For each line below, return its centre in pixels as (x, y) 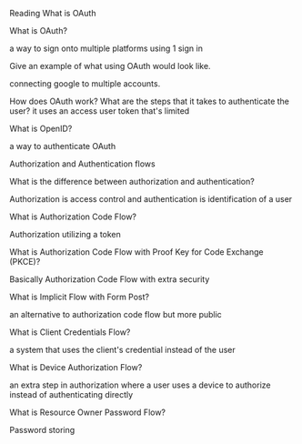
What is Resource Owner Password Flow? (88, 412)
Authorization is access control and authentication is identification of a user (151, 199)
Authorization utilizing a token (65, 234)
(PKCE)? (25, 262)
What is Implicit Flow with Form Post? (80, 297)
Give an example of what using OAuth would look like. (110, 66)
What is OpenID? (41, 128)
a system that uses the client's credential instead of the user (123, 350)
